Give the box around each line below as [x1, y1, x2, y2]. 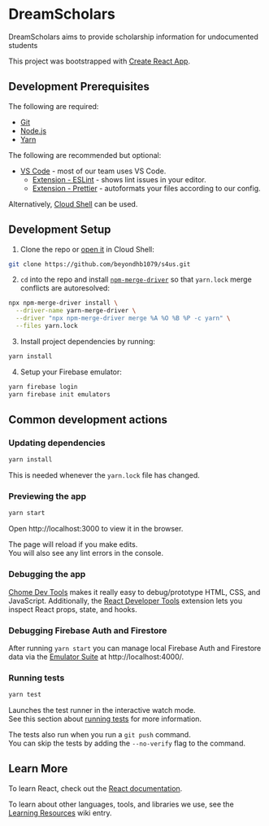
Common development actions [8, 413, 168, 426]
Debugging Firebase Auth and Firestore [8, 624, 167, 636]
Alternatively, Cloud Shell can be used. [8, 199, 138, 208]
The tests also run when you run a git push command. [8, 730, 191, 740]
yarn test [8, 691, 42, 699]
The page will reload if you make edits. [8, 540, 138, 549]
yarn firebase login [8, 382, 79, 391]
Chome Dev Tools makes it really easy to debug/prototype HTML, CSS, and [8, 587, 261, 597]
